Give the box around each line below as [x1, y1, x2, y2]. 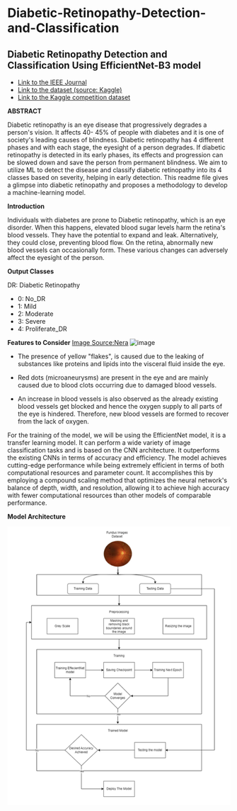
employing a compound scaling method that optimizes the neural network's [7, 476, 228, 484]
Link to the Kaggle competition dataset [17, 93, 131, 101]
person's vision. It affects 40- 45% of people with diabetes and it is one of [7, 128, 224, 136]
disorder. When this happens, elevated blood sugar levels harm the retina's [7, 223, 226, 232]
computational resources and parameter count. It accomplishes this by [7, 469, 214, 477]
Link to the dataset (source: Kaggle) [17, 86, 122, 93]
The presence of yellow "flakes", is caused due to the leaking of [17, 352, 204, 361]
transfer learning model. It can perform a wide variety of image [7, 438, 191, 447]
